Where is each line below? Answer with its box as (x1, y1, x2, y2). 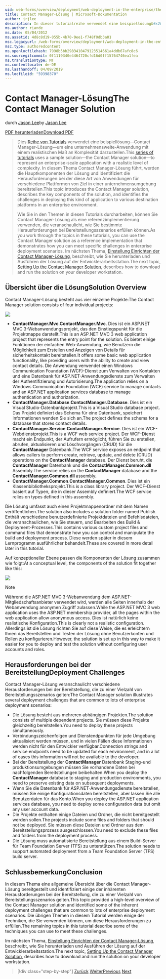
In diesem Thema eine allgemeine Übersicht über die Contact (5, 881, 130, 887)
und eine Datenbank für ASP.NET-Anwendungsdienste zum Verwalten (12, 373, 155, 379)
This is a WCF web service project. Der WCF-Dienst (49, 431, 155, 437)
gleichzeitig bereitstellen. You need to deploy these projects (12, 722, 133, 729)
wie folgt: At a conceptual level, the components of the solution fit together (5, 560, 157, 566)
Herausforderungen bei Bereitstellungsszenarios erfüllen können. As (17, 227, 156, 233)
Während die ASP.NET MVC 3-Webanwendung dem (5, 594, 111, 600)
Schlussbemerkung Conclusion (5, 868, 103, 876)
